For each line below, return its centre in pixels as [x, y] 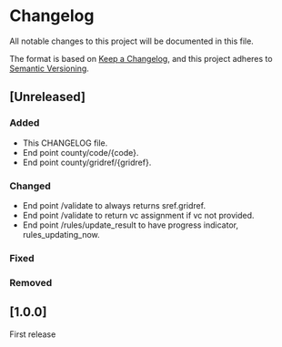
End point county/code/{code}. [81, 152]
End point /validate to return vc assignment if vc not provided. [138, 215]
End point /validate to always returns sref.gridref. [114, 205]
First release [33, 334]
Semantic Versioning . [49, 68]
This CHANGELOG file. [65, 143]
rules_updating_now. [61, 234]
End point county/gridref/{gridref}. [87, 162]
